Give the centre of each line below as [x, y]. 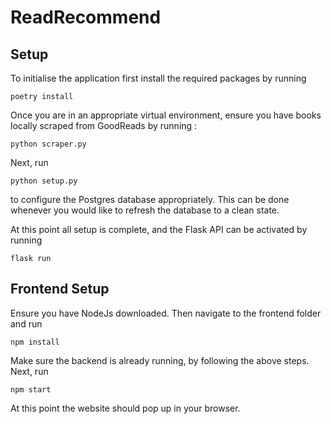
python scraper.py [48, 144]
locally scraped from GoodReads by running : [104, 125]
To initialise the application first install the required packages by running [158, 78]
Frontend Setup [60, 289]
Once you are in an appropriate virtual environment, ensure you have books [166, 115]
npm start [31, 389]
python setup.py [44, 181]
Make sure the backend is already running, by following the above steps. [160, 360]
